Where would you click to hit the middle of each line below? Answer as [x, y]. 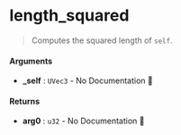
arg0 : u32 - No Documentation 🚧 [83, 121]
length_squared [69, 16]
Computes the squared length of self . [102, 40]
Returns [25, 101]
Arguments [31, 61]
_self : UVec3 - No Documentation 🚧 [87, 80]
